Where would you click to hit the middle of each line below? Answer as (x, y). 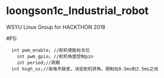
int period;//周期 (38, 63)
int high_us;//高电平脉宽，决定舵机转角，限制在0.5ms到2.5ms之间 (85, 69)
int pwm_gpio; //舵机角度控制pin (55, 56)
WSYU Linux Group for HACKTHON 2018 (56, 27)
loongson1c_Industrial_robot (78, 11)
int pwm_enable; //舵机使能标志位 (51, 50)
